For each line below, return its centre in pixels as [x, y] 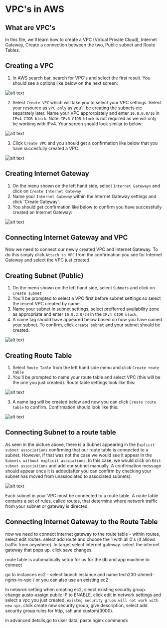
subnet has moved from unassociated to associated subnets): [69, 476]
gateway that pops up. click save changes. [49, 550]
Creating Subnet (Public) [44, 276]
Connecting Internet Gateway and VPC [67, 238]
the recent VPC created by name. [47, 304]
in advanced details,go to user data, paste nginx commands [67, 620]
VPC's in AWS [35, 9]
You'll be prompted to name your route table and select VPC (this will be [86, 377]
